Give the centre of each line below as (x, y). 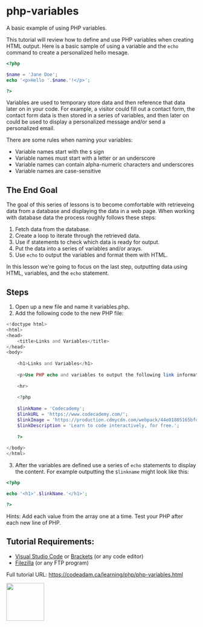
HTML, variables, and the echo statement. (58, 273)
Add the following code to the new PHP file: (69, 313)
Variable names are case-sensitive (58, 171)
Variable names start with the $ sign (60, 152)
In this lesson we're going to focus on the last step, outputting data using (97, 267)
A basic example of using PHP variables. (57, 28)
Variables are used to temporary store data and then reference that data (96, 103)
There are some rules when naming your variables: (69, 140)
